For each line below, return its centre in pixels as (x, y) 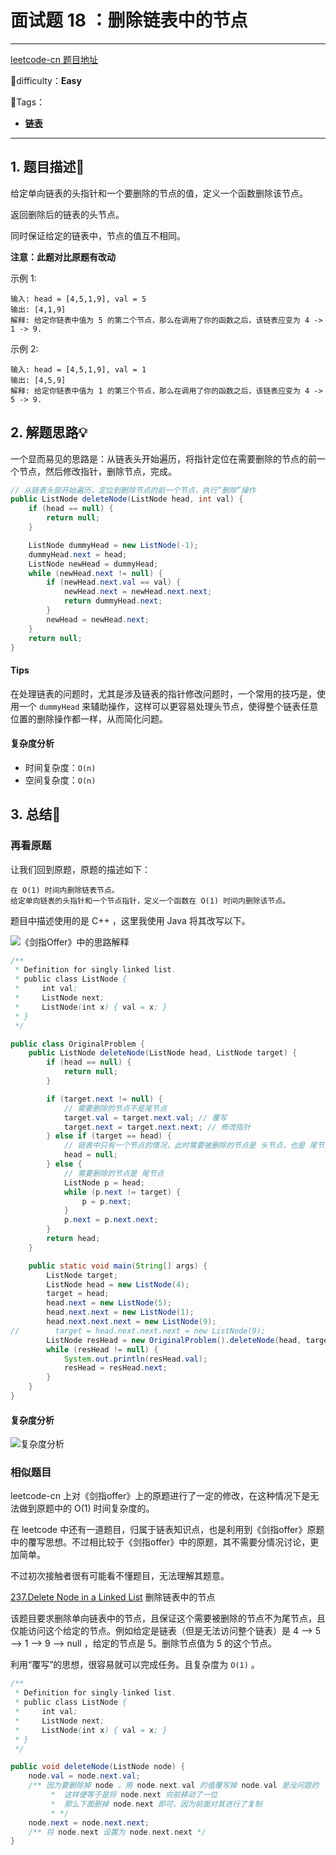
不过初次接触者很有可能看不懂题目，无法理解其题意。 (120, 1576)
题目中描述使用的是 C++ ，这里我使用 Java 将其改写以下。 (130, 920)
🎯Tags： (28, 102)
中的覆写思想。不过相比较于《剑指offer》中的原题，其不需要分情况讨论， (160, 1542)
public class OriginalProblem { (77, 1044)
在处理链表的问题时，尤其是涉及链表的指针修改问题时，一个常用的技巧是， (163, 693)
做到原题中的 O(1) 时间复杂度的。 (86, 1508)
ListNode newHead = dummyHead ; (93, 564)
